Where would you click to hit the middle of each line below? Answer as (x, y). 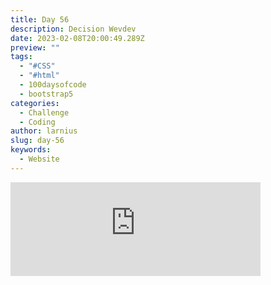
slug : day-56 (37, 141)
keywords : (31, 150)
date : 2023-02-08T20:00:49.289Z (77, 38)
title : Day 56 (40, 19)
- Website (39, 159)
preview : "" (35, 47)
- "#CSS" (37, 66)
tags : (21, 57)
